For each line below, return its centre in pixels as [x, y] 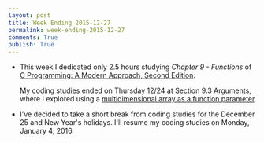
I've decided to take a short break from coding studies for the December [137, 114]
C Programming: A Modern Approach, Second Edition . [107, 75]
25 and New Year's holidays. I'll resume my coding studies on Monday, [134, 123]
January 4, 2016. [47, 131]
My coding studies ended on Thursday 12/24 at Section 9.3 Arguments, [136, 90]
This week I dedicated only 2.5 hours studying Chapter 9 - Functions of [136, 67]
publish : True [32, 45]
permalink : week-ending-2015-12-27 [67, 30]
